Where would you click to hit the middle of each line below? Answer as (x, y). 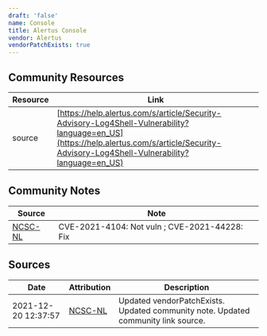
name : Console (32, 23)
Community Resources (66, 77)
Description (187, 287)
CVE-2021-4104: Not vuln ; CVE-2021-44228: (151, 226)
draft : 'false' (33, 15)
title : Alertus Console (48, 30)
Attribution (90, 287)
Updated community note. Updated (184, 311)
